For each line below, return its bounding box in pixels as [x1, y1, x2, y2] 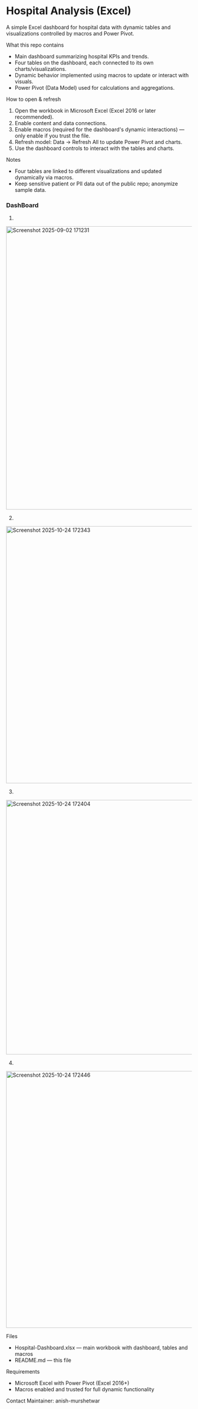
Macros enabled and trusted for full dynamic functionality [14, 1386, 154, 1393]
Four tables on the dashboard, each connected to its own [14, 59, 154, 66]
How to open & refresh [6, 96, 61, 103]
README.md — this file [14, 1356, 72, 1364]
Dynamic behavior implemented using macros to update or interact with [14, 71, 189, 79]
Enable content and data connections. [14, 119, 107, 126]
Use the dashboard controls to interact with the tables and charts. [14, 145, 175, 152]
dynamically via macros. [14, 174, 74, 181]
